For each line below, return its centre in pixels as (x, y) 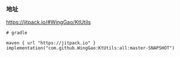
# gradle (17, 33)
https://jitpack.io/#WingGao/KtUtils (49, 22)
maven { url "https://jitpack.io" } (51, 43)
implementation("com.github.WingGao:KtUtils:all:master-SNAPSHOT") (91, 48)
